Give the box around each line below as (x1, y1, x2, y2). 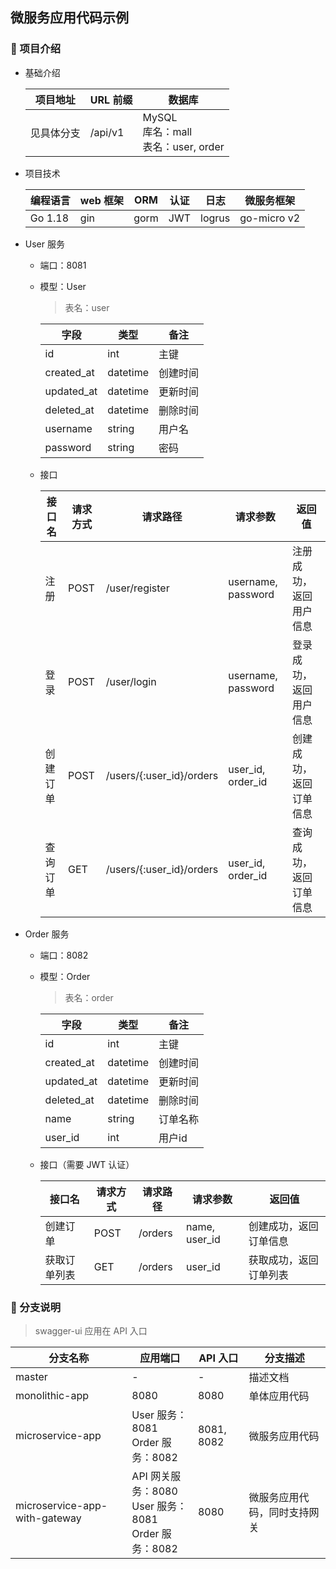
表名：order (64, 991, 114, 1003)
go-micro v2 (239, 211, 301, 225)
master (15, 1369, 48, 1383)
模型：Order (39, 970, 91, 982)
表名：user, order (142, 139, 225, 153)
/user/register (105, 581, 170, 595)
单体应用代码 (248, 1389, 310, 1403)
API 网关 (131, 1469, 172, 1483)
